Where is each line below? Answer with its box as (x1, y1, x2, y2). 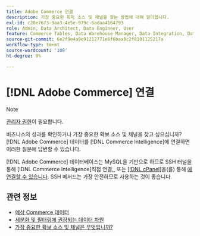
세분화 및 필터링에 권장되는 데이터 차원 (14, 216, 104, 224)
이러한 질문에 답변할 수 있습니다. (6, 145, 82, 152)
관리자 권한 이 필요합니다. (6, 118, 64, 125)
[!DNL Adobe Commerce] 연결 (6, 86, 155, 99)
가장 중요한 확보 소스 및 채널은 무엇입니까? (14, 224, 113, 231)
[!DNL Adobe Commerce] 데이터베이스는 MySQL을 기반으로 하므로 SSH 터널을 (6, 158, 192, 165)
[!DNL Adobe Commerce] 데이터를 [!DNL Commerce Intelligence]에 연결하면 (6, 138, 190, 145)
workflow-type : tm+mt (6, 42, 60, 48)
